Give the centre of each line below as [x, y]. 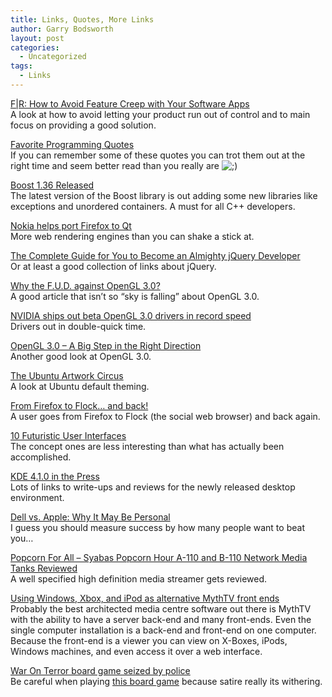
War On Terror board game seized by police [100, 670]
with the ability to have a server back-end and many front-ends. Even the [161, 619]
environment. [37, 497]
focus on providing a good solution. [83, 125]
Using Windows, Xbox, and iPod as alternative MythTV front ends [145, 598]
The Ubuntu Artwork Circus [67, 375]
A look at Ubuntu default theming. [80, 386]
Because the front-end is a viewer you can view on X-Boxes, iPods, [149, 640]
